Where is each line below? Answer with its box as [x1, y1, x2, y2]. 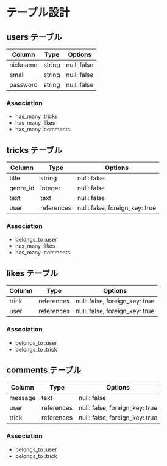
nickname [9, 61, 38, 69]
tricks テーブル [6, 145, 63, 155]
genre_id [9, 184, 35, 193]
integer [40, 184, 61, 193]
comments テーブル [6, 364, 82, 375]
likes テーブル [6, 268, 59, 278]
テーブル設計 [6, 6, 70, 20]
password [9, 81, 38, 89]
